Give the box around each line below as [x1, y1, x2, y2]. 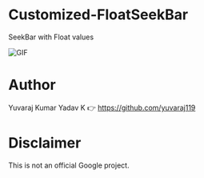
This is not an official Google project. [8, 160, 130, 170]
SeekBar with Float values [8, 32, 94, 42]
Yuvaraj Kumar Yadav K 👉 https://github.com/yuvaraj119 [8, 103, 196, 112]
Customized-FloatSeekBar [8, 6, 189, 24]
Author [8, 76, 56, 94]
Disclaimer [8, 134, 82, 152]
